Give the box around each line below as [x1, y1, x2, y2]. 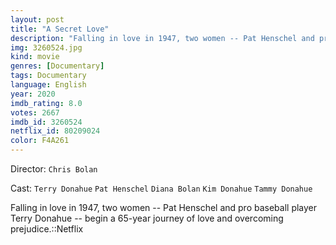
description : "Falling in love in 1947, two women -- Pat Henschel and [10, 33, 315, 43]
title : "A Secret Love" [10, 24, 110, 34]
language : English [10, 80, 87, 90]
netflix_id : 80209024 [10, 126, 101, 136]
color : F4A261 [10, 136, 70, 146]
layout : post [10, 14, 65, 25]
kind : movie [10, 52, 60, 62]
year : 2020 [10, 89, 56, 99]
